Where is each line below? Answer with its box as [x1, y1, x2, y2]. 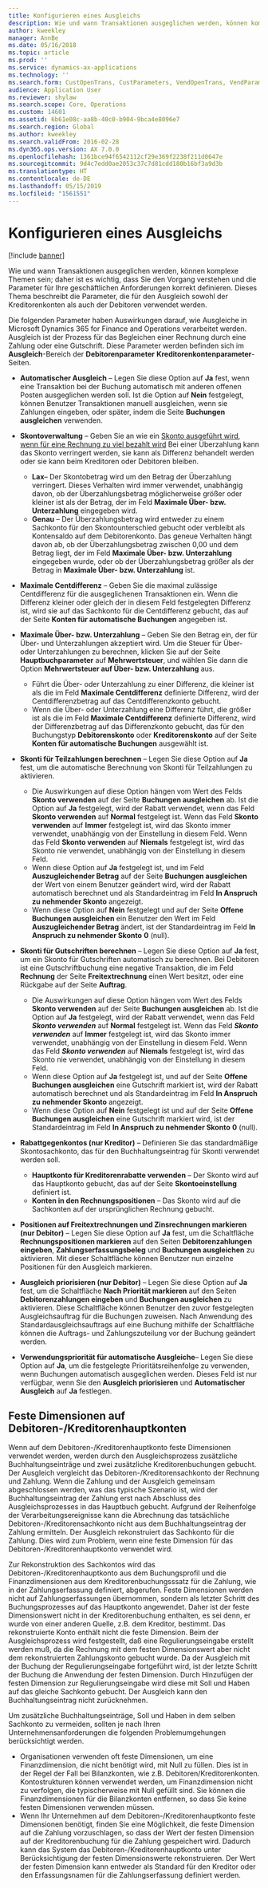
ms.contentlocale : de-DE [8, 175, 91, 183]
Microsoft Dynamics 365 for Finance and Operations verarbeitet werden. [8, 324, 247, 333]
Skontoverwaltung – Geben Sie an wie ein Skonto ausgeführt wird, [19, 431, 241, 440]
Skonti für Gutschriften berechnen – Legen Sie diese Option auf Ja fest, [19, 946, 259, 956]
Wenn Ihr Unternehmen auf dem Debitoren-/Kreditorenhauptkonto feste [19, 1811, 256, 1821]
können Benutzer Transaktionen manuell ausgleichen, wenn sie [19, 398, 228, 408]
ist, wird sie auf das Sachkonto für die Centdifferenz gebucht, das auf [19, 605, 249, 615]
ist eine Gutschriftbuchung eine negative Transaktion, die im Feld [19, 963, 234, 972]
